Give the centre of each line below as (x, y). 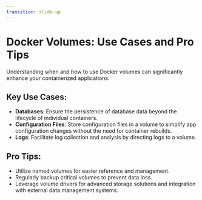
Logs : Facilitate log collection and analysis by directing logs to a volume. (106, 138)
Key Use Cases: (37, 97)
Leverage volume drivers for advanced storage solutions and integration (105, 184)
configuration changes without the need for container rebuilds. (93, 131)
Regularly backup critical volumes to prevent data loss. (84, 178)
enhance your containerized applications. (58, 78)
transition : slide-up (34, 12)
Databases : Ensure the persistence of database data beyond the (96, 112)
